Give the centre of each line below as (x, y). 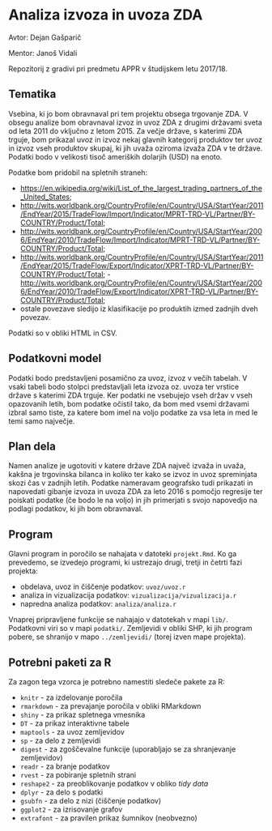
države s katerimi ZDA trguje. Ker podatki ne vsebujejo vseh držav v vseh (131, 395)
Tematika (32, 94)
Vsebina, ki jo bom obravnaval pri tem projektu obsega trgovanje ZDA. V (128, 113)
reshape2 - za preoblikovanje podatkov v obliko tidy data (114, 784)
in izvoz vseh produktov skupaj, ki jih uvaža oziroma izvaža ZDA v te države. (136, 148)
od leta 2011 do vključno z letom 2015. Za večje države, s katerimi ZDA (125, 130)
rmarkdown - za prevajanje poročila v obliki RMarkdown (110, 706)
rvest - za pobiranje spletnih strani (78, 775)
